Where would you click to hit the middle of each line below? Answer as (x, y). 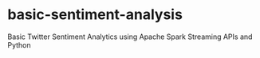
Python (19, 44)
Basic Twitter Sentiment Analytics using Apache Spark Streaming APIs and (130, 37)
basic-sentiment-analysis (95, 15)
